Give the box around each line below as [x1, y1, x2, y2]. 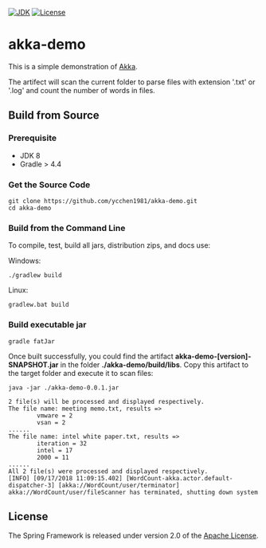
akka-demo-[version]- [174, 351, 252, 361]
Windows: [8, 256, 41, 266]
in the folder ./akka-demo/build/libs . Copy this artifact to [60, 359, 249, 370]
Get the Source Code [8, 179, 91, 190]
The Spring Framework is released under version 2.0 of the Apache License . [8, 530, 259, 541]
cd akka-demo [8, 204, 52, 212]
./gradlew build [8, 272, 62, 280]
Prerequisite [8, 132, 57, 143]
